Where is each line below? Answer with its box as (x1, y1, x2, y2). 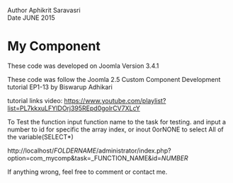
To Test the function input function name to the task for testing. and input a (7, 117, 227, 126)
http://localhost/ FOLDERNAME (7, 146, 97, 155)
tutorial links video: (7, 96, 63, 105)
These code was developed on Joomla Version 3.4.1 (7, 61, 159, 70)
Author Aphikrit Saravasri (7, 6, 81, 14)
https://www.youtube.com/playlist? (64, 96, 166, 105)
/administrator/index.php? (96, 146, 171, 155)
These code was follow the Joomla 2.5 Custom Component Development (7, 75, 221, 83)
